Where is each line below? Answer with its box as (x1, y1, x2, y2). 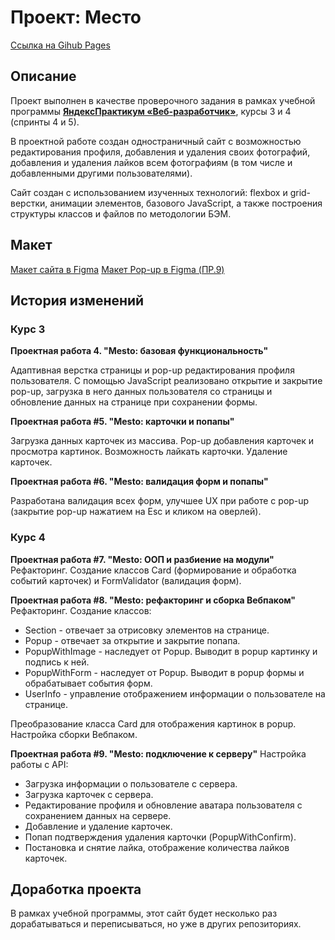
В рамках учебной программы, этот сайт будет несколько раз (10, 907, 278, 920)
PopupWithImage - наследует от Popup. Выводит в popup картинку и (24, 645, 318, 657)
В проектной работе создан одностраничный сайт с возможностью (10, 135, 302, 147)
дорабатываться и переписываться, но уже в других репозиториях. (10, 918, 302, 930)
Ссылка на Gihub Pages (10, 39, 111, 51)
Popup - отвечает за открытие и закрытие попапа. (24, 634, 241, 646)
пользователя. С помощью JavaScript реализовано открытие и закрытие (10, 375, 323, 387)
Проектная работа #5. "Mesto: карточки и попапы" (10, 416, 235, 428)
